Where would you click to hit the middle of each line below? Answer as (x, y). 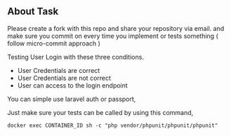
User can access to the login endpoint (72, 85)
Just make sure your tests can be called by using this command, (100, 112)
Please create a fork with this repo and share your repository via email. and (116, 28)
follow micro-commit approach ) (54, 43)
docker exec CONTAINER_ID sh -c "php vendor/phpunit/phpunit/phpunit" (113, 125)
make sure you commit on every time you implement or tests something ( (113, 36)
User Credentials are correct (59, 70)
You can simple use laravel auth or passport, (72, 99)
